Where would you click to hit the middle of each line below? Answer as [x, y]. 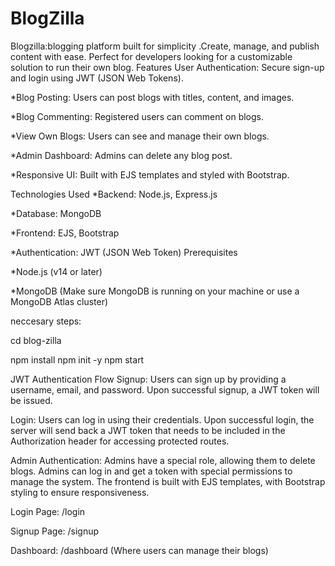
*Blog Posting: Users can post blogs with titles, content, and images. [152, 97]
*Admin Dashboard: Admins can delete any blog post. [121, 155]
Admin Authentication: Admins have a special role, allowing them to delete [163, 460]
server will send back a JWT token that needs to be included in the [148, 430]
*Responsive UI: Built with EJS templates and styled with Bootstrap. [150, 174]
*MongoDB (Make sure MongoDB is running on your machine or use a [155, 291]
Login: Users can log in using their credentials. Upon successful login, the [162, 419]
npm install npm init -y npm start [77, 359]
